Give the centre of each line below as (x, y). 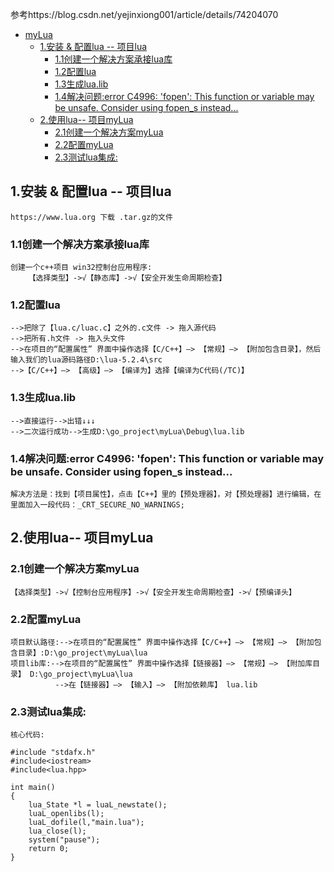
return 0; (49, 849)
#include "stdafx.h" (53, 753)
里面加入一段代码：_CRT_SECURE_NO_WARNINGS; (97, 505)
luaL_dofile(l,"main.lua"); (86, 823)
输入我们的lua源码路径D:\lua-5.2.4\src (86, 360)
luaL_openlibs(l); (66, 814)
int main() (33, 788)
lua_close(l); (57, 831)
